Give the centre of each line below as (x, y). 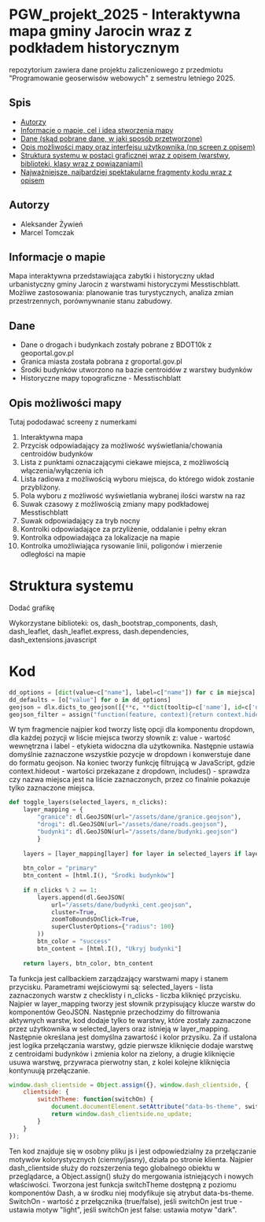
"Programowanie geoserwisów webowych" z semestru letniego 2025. (122, 78)
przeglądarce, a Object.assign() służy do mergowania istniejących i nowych (131, 1176)
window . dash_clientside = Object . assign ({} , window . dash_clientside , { (129, 1085)
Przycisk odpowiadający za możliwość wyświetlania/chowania (121, 445)
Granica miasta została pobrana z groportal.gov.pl (101, 362)
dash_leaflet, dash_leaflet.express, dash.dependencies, (99, 631)
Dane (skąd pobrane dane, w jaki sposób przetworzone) (111, 138)
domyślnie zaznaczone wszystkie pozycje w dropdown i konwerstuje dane (130, 755)
